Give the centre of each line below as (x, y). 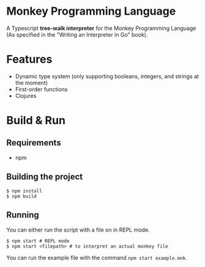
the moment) (31, 82)
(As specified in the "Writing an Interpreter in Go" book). (77, 34)
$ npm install (24, 191)
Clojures (26, 95)
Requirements (34, 143)
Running (23, 215)
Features (29, 60)
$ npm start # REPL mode (38, 241)
